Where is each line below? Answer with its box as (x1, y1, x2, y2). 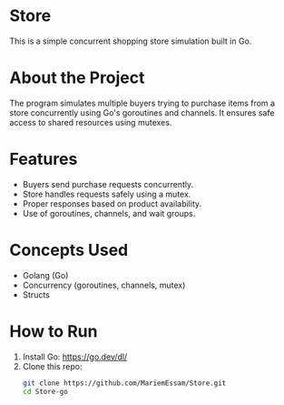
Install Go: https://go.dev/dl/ (22, 351, 128, 362)
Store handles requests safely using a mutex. (22, 188, 191, 199)
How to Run (9, 320, 98, 341)
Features (9, 149, 78, 169)
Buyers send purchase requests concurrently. (22, 178, 194, 189)
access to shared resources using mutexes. (9, 116, 172, 127)
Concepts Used (9, 240, 129, 260)
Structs (22, 289, 50, 300)
